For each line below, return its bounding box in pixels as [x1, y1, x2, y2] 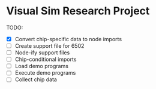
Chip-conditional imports [14, 56, 77, 63]
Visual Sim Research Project [6, 4, 150, 18]
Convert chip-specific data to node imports [14, 35, 122, 42]
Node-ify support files [14, 49, 70, 56]
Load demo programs [14, 63, 69, 70]
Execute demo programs [14, 69, 76, 76]
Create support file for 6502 [14, 42, 85, 49]
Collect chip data [14, 76, 57, 83]
